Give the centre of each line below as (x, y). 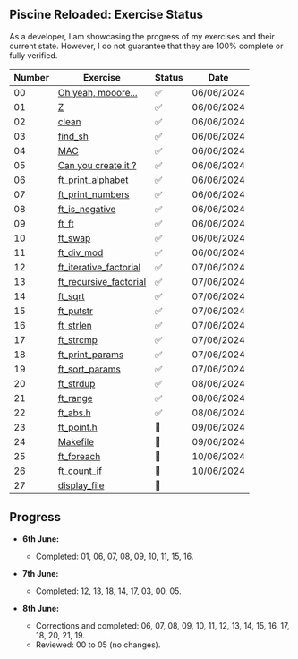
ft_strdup (77, 383)
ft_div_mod (81, 252)
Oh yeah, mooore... (98, 92)
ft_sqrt (71, 296)
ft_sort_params (89, 369)
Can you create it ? (97, 165)
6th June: (41, 539)
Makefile (76, 441)
